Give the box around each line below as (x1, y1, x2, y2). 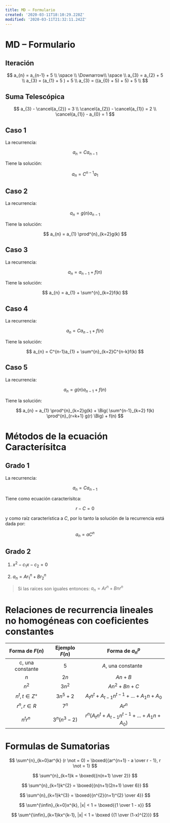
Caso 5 (5, 363, 28, 372)
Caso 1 (5, 126, 27, 134)
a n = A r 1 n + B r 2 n (12, 572, 47, 581)
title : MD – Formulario (5, 7, 56, 13)
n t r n (21, 715, 30, 723)
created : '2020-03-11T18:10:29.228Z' (5, 12, 85, 17)
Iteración (5, 59, 34, 67)
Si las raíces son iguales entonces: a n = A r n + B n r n (17, 584, 123, 593)
